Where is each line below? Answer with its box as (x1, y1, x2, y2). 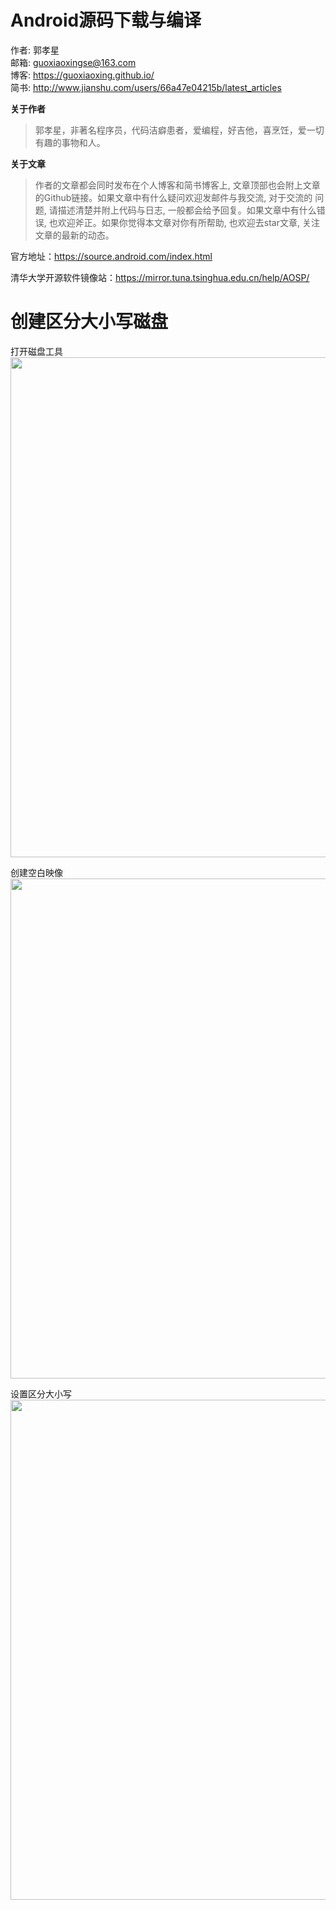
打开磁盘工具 (10, 345, 63, 357)
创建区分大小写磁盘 (10, 311, 169, 333)
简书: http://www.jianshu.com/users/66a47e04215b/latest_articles (10, 81, 282, 93)
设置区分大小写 (10, 1387, 72, 1400)
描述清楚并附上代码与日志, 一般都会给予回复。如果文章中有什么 (57, 204, 317, 216)
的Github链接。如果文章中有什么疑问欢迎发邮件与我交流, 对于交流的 (34, 191, 313, 203)
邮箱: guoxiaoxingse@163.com (10, 56, 137, 68)
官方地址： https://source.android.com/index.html (10, 250, 213, 262)
